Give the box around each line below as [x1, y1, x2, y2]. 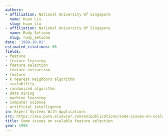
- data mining [5, 91, 35, 96]
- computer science [5, 100, 46, 105]
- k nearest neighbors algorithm [5, 77, 75, 82]
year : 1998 [5, 123, 28, 128]
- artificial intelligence [5, 105, 61, 110]
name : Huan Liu [9, 16, 41, 21]
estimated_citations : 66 [5, 44, 57, 49]
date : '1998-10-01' [5, 40, 46, 45]
